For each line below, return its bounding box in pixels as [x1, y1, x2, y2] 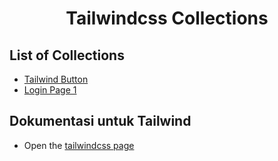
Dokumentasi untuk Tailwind [9, 113, 192, 130]
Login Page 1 [23, 84, 77, 96]
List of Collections [9, 47, 125, 64]
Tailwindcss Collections [65, 7, 269, 30]
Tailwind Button [23, 73, 89, 85]
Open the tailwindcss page [23, 139, 135, 151]
